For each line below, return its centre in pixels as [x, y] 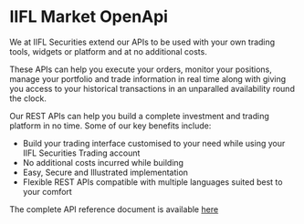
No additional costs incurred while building [103, 162]
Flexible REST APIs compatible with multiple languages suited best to [152, 182]
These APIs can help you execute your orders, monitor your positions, [141, 69]
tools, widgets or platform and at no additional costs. [108, 51]
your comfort [47, 191]
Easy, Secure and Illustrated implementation [105, 172]
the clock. [28, 98]
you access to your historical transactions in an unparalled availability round [152, 88]
